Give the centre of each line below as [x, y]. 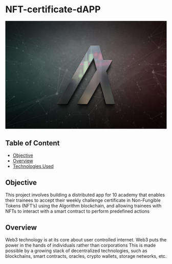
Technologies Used [33, 166]
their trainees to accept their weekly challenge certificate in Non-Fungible [83, 200]
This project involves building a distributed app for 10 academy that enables [85, 195]
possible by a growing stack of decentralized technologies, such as [76, 251]
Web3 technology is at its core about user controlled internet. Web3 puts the [86, 240]
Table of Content [33, 143]
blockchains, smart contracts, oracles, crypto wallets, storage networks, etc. [86, 256]
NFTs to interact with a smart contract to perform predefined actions [78, 211]
